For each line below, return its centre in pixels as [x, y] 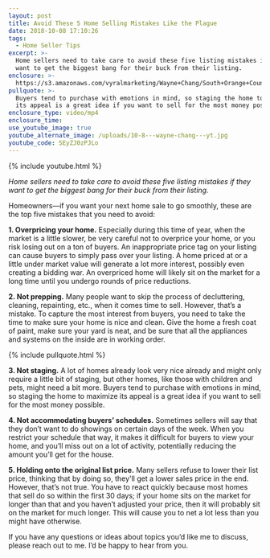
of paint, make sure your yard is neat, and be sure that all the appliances [128, 330]
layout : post [30, 16]
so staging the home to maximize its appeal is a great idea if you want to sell [135, 396]
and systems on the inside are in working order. [87, 339]
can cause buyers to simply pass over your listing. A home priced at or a [128, 255]
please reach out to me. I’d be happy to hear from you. [98, 545]
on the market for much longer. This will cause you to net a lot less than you [134, 512]
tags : [17, 38]
